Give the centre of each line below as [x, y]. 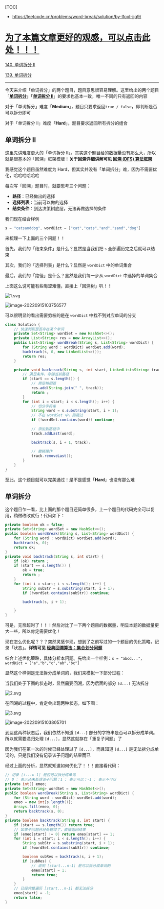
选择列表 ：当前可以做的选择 [40, 202]
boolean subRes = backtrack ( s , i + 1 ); [63, 857]
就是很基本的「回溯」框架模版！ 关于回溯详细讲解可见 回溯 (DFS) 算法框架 [79, 159]
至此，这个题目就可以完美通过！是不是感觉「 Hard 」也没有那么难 [70, 479]
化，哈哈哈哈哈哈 [22, 175]
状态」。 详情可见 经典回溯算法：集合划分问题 [58, 648]
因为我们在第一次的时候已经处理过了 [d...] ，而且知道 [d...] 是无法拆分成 [80, 749]
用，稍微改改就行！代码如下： [35, 515]
